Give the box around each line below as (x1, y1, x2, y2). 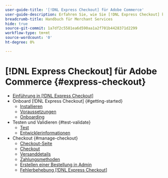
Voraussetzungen (19, 108, 56, 115)
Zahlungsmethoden (19, 156, 60, 162)
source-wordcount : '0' (5, 35, 52, 40)
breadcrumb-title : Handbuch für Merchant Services (5, 16, 113, 21)
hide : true (5, 21, 28, 26)
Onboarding (19, 114, 45, 120)
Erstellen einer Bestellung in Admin (19, 162, 92, 168)
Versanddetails (19, 151, 51, 157)
